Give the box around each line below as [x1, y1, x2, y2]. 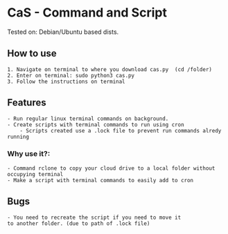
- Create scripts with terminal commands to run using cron [7, 121, 185, 128]
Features [7, 97, 46, 108]
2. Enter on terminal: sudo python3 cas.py [7, 72, 135, 79]
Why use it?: [7, 149, 51, 159]
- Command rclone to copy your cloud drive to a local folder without [7, 164, 216, 172]
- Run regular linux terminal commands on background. [7, 115, 169, 122]
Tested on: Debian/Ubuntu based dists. [7, 28, 119, 36]
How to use [7, 48, 57, 59]
